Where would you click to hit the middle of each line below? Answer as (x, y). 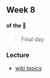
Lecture (18, 55)
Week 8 (21, 10)
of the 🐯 (16, 25)
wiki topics (28, 68)
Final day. (33, 39)
